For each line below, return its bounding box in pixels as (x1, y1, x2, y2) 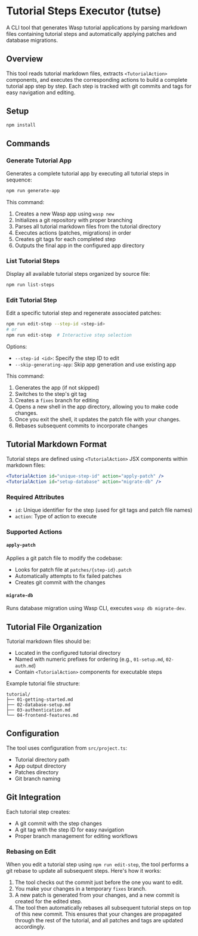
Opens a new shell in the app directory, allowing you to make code (14, 403, 179, 410)
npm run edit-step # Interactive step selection (6, 332, 132, 338)
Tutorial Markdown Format (6, 439, 107, 449)
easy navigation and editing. (6, 88, 76, 96)
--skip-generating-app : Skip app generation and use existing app (14, 361, 176, 368)
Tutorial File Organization (6, 622, 103, 632)
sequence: (6, 176, 33, 183)
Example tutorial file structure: (6, 680, 81, 687)
